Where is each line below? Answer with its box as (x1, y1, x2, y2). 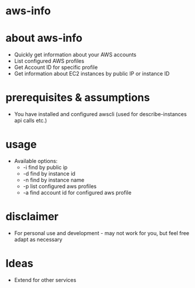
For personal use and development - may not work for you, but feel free (14, 229, 190, 236)
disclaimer (5, 210, 59, 224)
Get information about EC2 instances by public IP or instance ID (14, 70, 170, 77)
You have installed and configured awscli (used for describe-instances (14, 111, 187, 118)
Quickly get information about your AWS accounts (14, 51, 137, 58)
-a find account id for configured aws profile (23, 189, 132, 196)
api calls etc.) (14, 117, 47, 124)
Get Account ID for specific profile (14, 64, 98, 71)
